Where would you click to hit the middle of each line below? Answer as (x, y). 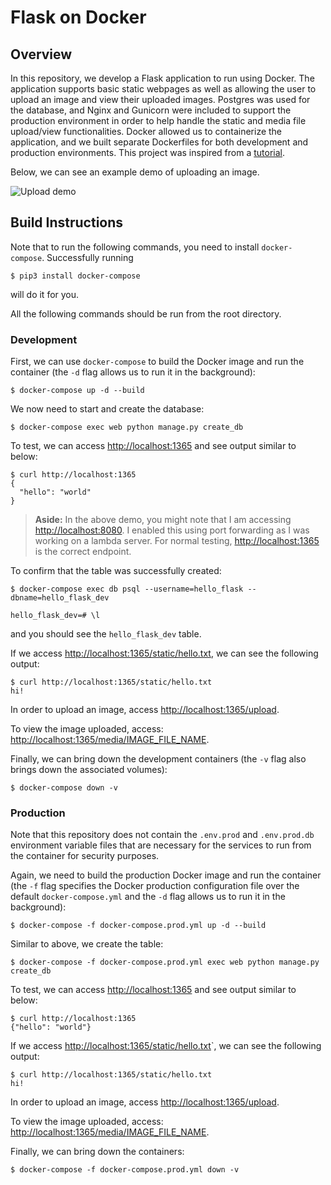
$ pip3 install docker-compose (75, 276)
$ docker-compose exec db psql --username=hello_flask (127, 589)
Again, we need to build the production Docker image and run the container (166, 875)
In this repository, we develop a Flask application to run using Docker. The (162, 78)
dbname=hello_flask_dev (60, 598)
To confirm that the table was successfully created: (116, 571)
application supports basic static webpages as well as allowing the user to (163, 89)
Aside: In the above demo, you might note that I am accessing (163, 520)
